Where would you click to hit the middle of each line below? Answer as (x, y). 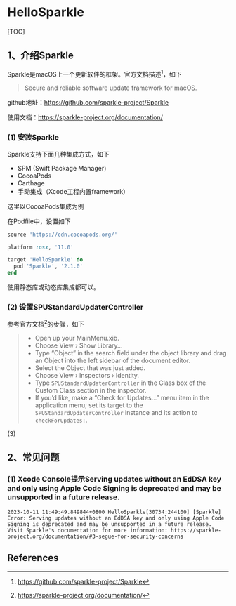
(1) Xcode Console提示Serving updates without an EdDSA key (114, 480)
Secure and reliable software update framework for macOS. (111, 88)
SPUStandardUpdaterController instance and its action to (116, 413)
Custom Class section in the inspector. (91, 390)
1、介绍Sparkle (40, 56)
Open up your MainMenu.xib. (77, 338)
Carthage (31, 183)
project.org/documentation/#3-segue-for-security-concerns (96, 536)
